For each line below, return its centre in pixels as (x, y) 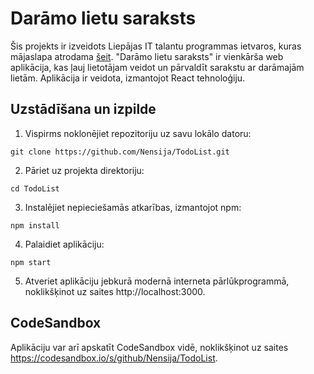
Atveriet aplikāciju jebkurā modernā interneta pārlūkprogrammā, (157, 281)
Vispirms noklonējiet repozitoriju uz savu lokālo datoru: (138, 133)
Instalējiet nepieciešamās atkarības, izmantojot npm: (133, 207)
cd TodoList (35, 188)
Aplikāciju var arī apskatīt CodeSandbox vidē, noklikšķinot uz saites (149, 347)
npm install (35, 225)
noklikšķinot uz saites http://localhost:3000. (115, 291)
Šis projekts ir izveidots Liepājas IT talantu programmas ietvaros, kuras (156, 46)
